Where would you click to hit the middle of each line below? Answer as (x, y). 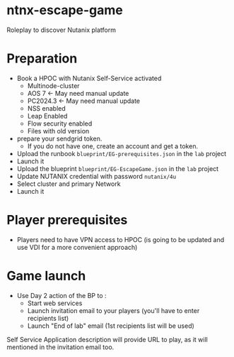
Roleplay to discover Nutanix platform (61, 30)
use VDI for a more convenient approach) (77, 247)
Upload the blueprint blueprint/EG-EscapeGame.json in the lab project (118, 168)
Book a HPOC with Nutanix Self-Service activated (89, 78)
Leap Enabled (47, 116)
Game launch (46, 276)
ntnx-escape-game (65, 10)
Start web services (55, 303)
